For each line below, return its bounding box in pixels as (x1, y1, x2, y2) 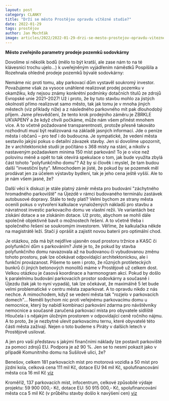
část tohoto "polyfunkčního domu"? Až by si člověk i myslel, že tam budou (5, 159, 159, 166)
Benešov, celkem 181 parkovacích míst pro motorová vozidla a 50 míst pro (5, 359, 158, 365)
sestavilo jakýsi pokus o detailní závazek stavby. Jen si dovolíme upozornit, (5, 138, 161, 144)
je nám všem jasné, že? (5, 176, 54, 182)
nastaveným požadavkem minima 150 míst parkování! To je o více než (5, 149, 149, 155)
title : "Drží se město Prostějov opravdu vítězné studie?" (5, 17, 132, 22)
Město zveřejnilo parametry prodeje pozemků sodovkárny (5, 49, 129, 55)
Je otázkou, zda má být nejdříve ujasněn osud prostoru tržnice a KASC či (5, 237, 157, 244)
